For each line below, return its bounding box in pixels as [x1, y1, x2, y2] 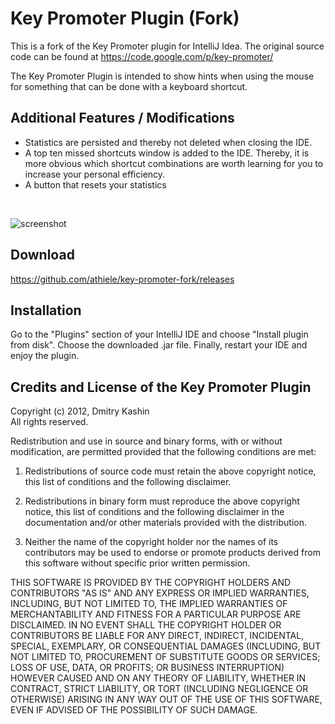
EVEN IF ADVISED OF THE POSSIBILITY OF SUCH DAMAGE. [10, 704, 258, 716]
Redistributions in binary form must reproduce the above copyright [24, 495, 300, 507]
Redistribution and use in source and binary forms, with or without [10, 435, 283, 447]
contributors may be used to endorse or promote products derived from [24, 547, 321, 559]
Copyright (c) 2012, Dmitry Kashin [10, 405, 150, 417]
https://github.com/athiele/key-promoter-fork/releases [10, 273, 235, 285]
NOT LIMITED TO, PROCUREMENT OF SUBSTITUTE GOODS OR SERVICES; [10, 651, 321, 663]
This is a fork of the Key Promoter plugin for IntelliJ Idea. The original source [10, 40, 325, 52]
